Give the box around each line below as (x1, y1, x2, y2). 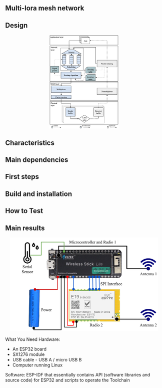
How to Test (5, 207, 43, 215)
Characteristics (5, 138, 55, 147)
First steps (5, 172, 39, 181)
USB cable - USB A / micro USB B (12, 356, 82, 362)
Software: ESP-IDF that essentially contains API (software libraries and (5, 371, 150, 377)
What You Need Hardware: (5, 336, 60, 342)
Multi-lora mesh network (5, 4, 84, 13)
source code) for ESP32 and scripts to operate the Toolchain (5, 377, 130, 383)
